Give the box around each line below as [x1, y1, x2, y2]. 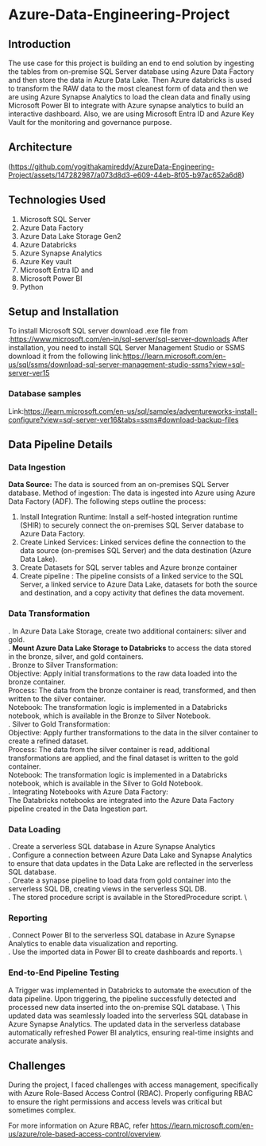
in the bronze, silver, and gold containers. [8, 651, 145, 661]
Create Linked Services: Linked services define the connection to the [19, 537, 246, 547]
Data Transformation [8, 608, 91, 619]
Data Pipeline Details [8, 438, 114, 451]
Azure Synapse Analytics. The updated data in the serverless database [8, 1019, 241, 1028]
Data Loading [8, 824, 61, 835]
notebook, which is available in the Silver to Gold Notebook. [8, 778, 203, 788]
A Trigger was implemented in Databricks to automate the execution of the [8, 985, 252, 995]
